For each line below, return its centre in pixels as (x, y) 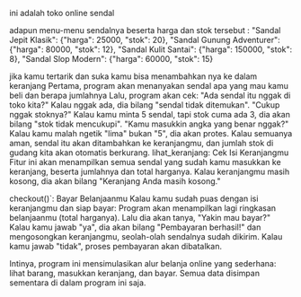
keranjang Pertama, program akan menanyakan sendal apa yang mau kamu (149, 86)
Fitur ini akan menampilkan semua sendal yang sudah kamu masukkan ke (145, 162)
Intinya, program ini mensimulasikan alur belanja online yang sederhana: (143, 263)
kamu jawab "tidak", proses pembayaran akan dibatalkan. (116, 246)
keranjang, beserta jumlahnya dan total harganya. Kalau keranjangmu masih (150, 171)
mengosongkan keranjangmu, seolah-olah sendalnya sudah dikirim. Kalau (146, 236)
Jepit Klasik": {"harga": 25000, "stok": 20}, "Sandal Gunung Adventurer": (145, 40)
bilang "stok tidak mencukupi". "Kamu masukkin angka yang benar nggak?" (149, 124)
